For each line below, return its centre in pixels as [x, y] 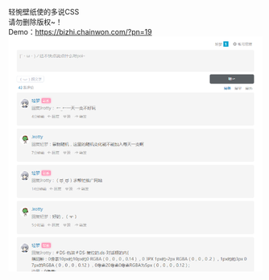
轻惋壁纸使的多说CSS [44, 12]
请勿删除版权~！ [35, 22]
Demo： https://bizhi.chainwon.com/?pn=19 [80, 32]
